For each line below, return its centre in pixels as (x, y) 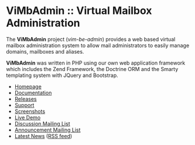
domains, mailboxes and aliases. (45, 51)
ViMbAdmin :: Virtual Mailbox (79, 11)
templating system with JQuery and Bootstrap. (62, 75)
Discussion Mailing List (42, 123)
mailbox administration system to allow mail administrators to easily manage (98, 45)
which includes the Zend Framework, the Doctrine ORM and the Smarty (92, 69)
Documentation (33, 93)
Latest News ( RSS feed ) (43, 136)
